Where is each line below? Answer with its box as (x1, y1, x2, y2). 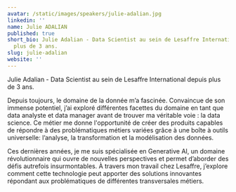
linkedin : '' (7, 17, 46, 24)
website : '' (7, 56, 42, 63)
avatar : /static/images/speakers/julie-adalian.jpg (7, 10, 162, 18)
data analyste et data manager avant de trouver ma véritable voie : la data (7, 111, 221, 119)
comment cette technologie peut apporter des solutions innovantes (7, 169, 202, 177)
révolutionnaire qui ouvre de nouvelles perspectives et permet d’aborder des (7, 154, 229, 163)
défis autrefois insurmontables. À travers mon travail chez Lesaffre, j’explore (7, 162, 228, 170)
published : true (7, 29, 55, 37)
